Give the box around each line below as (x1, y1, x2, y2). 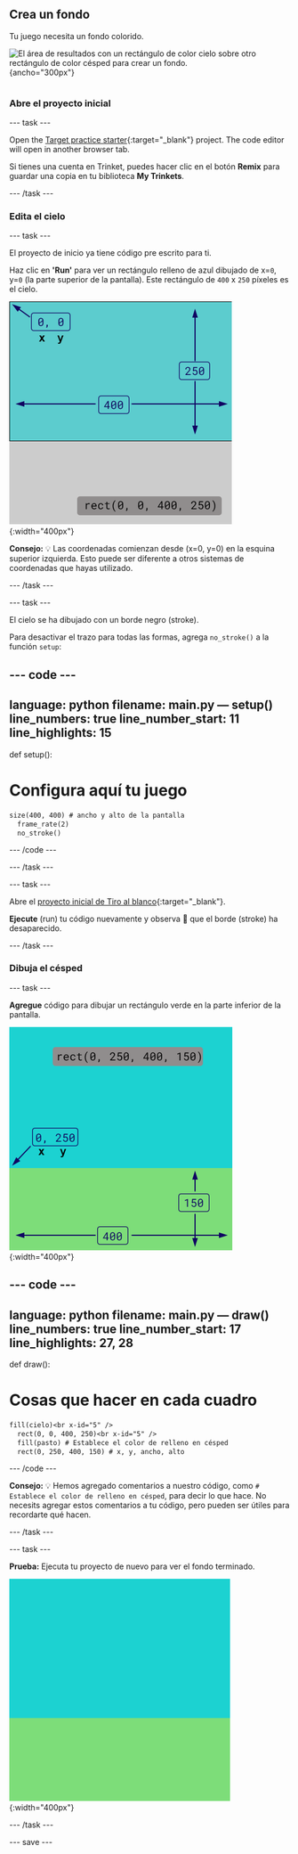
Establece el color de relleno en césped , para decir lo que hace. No (9, 1490, 267, 1500)
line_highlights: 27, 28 (9, 1335, 133, 1351)
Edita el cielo (9, 210, 66, 223)
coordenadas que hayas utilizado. (9, 563, 133, 574)
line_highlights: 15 (9, 725, 112, 740)
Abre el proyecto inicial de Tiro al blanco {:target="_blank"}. (9, 895, 226, 907)
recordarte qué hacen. (9, 1509, 92, 1520)
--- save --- (9, 1836, 53, 1847)
